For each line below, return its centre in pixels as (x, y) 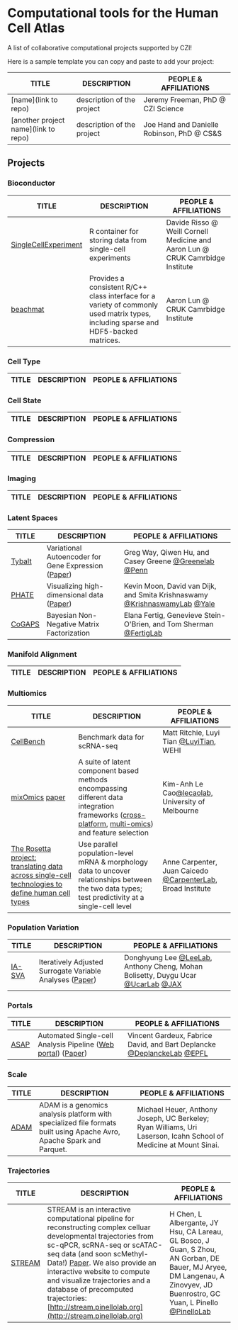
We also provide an (125, 1263)
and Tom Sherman (183, 624)
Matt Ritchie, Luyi (191, 733)
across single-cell (41, 875)
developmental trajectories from (100, 1236)
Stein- (215, 616)
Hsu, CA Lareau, (196, 1232)
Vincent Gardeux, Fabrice (170, 1036)
